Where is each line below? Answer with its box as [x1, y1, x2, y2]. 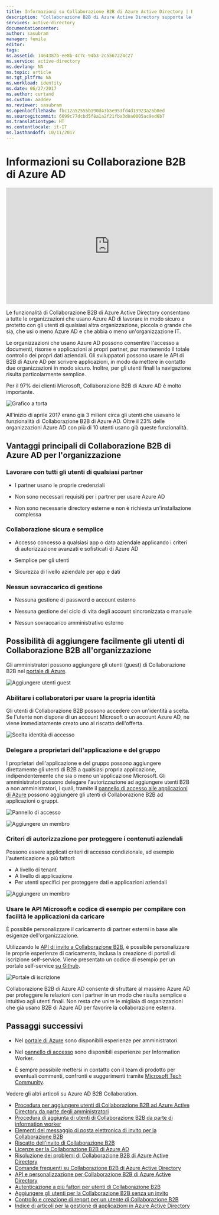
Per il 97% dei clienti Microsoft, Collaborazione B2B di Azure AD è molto [6, 382, 182, 389]
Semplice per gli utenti [14, 557, 70, 564]
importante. [6, 388, 34, 395]
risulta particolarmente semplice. [6, 370, 87, 377]
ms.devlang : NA [6, 63, 44, 70]
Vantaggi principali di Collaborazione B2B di [6, 441, 171, 451]
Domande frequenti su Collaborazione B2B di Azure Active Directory [14, 1164, 181, 1171]
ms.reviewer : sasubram [6, 102, 62, 108]
